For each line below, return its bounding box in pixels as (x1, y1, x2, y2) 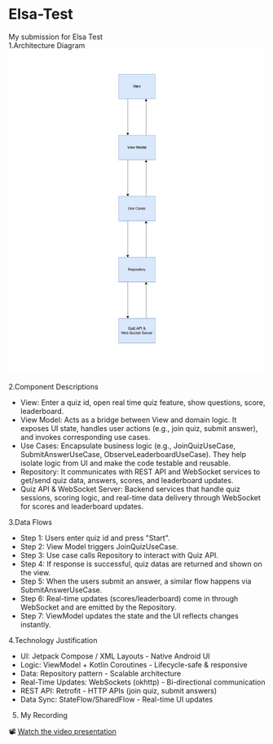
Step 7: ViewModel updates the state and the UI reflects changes (20, 611, 239, 621)
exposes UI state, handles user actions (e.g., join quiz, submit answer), (20, 424, 258, 434)
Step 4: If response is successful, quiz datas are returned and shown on (20, 559, 262, 569)
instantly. (20, 620, 51, 630)
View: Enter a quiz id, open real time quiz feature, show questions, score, (20, 398, 266, 407)
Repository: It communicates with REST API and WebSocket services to (20, 467, 261, 477)
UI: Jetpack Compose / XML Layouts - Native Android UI (20, 651, 210, 661)
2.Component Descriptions (8, 382, 99, 392)
